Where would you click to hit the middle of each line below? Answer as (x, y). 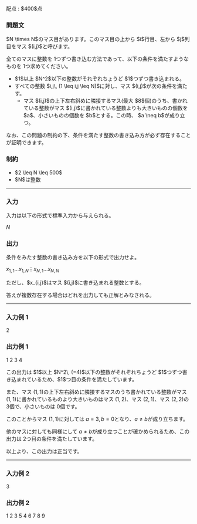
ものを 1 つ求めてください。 (39, 66)
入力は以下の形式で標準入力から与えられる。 (60, 215)
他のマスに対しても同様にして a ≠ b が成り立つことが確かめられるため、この (98, 431)
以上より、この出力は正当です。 (44, 451)
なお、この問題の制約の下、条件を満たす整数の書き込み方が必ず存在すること (98, 135)
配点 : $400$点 (24, 9)
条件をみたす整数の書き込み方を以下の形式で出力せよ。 (73, 258)
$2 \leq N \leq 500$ (38, 173)
